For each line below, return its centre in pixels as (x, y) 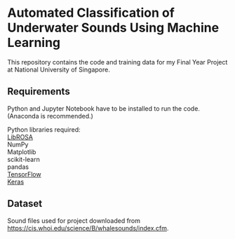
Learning (34, 43)
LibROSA (20, 137)
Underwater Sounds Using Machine (113, 28)
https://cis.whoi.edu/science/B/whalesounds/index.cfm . (88, 228)
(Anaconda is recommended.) (50, 116)
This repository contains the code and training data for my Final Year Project (117, 62)
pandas (18, 167)
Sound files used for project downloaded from (74, 220)
